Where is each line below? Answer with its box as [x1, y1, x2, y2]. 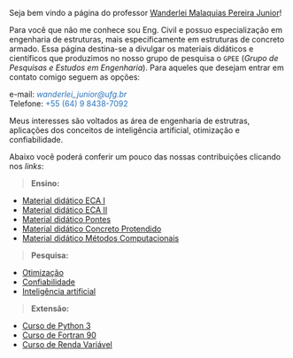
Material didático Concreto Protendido [21, 223, 162, 234]
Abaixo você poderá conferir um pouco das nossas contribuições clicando [9, 152, 281, 162]
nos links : [9, 161, 44, 171]
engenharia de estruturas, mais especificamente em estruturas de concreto [9, 35, 285, 44]
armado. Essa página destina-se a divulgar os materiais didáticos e [9, 43, 254, 54]
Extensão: [30, 303, 69, 314]
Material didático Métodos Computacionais [21, 233, 180, 243]
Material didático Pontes [21, 214, 112, 224]
